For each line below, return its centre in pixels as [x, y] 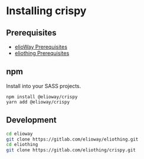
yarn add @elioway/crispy [38, 102]
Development [32, 120]
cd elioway [19, 134]
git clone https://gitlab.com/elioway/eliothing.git [72, 139]
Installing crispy [46, 11]
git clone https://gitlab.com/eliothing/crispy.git [71, 150]
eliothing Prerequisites [42, 53]
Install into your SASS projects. [44, 86]
